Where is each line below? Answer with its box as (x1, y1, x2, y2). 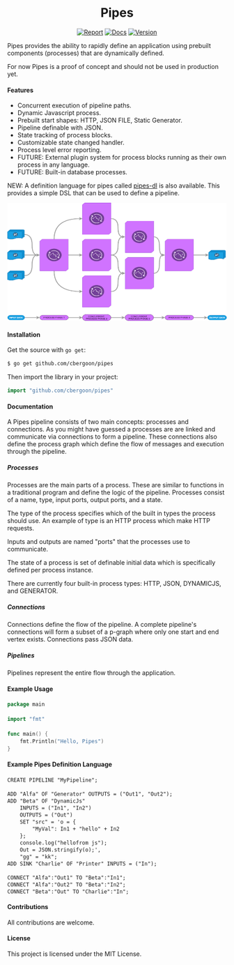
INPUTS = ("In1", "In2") (19, 804, 92, 812)
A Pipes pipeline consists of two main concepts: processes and (7, 418, 189, 426)
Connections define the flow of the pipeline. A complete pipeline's (7, 621, 197, 629)
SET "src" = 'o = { (19, 818, 77, 826)
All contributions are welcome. (7, 918, 95, 927)
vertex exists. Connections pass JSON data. (7, 635, 134, 644)
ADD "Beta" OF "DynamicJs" (7, 797, 86, 805)
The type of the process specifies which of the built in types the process (7, 509, 216, 517)
